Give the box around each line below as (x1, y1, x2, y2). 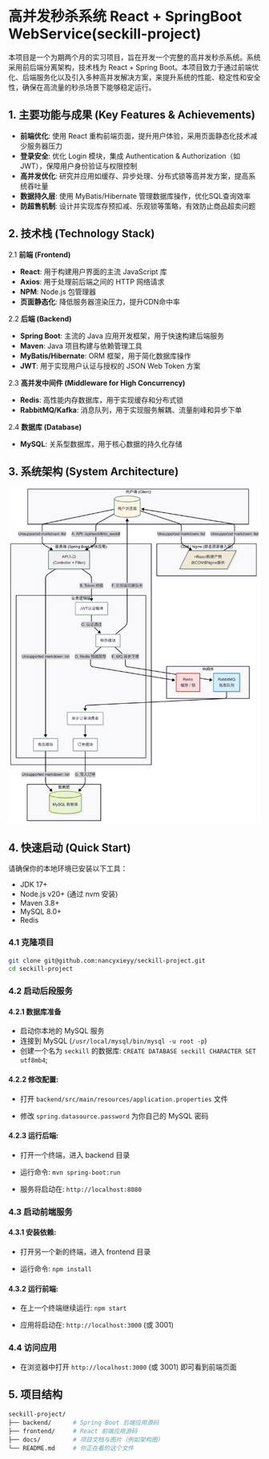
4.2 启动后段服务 (8, 985, 74, 996)
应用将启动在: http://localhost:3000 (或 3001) (19, 1320, 175, 1330)
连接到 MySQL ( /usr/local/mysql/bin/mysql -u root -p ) (19, 1036, 207, 1046)
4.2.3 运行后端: (8, 1131, 58, 1141)
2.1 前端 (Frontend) (8, 249, 71, 259)
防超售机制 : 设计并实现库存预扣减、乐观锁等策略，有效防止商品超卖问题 (19, 201, 256, 211)
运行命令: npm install (19, 1264, 92, 1274)
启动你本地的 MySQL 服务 (19, 1026, 105, 1036)
